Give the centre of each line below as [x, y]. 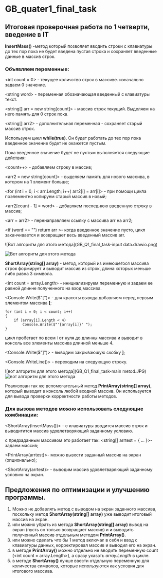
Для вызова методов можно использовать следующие [74, 409]
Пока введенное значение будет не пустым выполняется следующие [77, 153]
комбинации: [22, 415]
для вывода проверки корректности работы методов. [61, 396]
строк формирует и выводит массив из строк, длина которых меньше [78, 269]
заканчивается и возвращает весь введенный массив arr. [65, 235]
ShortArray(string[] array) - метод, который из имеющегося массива [77, 263]
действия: [15, 158]
